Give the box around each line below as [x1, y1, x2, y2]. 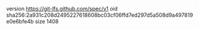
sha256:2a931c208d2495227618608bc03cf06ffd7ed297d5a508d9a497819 [6, 11, 194, 19]
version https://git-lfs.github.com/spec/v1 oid [6, 5, 118, 12]
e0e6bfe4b [6, 18, 34, 25]
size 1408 [35, 18, 59, 25]
